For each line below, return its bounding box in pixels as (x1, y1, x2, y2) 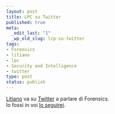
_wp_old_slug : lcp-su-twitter (11, 36, 85, 42)
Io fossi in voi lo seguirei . (6, 102, 66, 108)
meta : (6, 25, 19, 31)
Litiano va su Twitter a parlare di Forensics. (6, 95, 110, 102)
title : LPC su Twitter (6, 14, 61, 20)
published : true (6, 19, 46, 25)
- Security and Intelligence (6, 63, 77, 69)
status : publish (6, 80, 46, 85)
